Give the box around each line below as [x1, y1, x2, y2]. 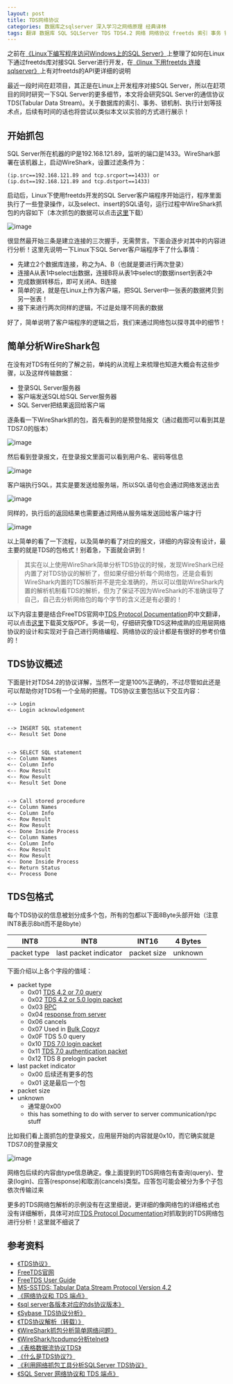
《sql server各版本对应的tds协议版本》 [17, 1300, 125, 1308]
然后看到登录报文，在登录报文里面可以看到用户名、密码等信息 [7, 452, 184, 461]
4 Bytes [175, 936, 201, 946]
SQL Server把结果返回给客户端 [17, 400, 105, 409]
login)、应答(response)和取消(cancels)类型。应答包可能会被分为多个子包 [15, 1177, 223, 1185]
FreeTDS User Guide [17, 1276, 76, 1284]
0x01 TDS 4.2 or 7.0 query [27, 988, 103, 996]
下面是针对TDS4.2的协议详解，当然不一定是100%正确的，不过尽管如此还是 [7, 678, 221, 686]
